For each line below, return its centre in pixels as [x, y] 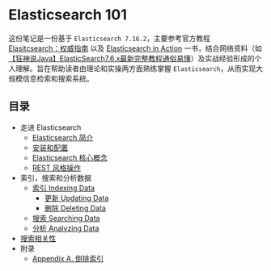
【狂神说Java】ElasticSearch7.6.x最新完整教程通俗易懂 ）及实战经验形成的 [131, 58]
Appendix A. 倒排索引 [68, 258]
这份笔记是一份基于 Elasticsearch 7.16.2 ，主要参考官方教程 [110, 38]
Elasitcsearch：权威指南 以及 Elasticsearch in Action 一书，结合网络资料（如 [135, 48]
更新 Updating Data [76, 198]
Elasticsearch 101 [68, 15]
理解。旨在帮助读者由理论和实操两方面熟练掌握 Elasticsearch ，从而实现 [135, 68]
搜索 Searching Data [66, 218]
